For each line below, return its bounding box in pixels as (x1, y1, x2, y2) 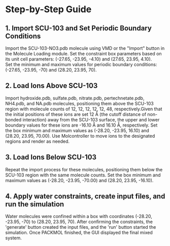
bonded (5, 116, 22, 122)
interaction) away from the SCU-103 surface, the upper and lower (22, 116, 160, 122)
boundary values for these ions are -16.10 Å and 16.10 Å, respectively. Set (5, 122, 158, 128)
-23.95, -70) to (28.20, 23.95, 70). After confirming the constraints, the (5, 219, 153, 225)
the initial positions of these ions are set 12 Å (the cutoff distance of (5, 111, 146, 117)
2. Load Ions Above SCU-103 (5, 81, 98, 90)
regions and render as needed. (5, 138, 70, 144)
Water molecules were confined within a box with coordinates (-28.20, (5, 213, 152, 220)
